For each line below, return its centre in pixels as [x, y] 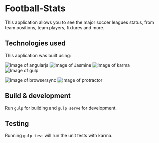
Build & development [38, 96]
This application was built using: [38, 55]
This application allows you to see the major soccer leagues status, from [80, 22]
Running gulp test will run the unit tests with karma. [59, 136]
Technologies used [35, 44]
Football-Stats [35, 9]
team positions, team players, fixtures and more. [55, 27]
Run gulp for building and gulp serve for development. [61, 108]
